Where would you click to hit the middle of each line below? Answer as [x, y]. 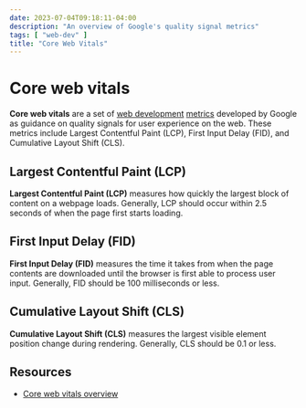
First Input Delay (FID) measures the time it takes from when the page [142, 263]
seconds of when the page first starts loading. [96, 213]
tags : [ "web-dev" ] [49, 35]
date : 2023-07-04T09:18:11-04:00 [73, 18]
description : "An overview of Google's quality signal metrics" [134, 26]
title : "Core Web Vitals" [58, 43]
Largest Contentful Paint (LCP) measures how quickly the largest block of [149, 194]
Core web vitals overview [70, 394]
